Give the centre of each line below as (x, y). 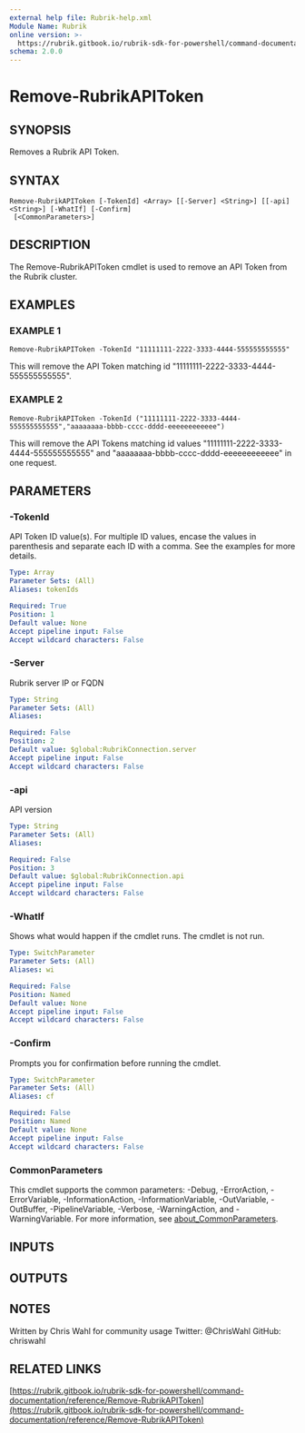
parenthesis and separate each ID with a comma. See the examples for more (152, 547)
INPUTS (32, 1247)
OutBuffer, (29, 1209)
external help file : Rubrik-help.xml (81, 18)
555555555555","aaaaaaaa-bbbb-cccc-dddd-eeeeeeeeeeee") (117, 426)
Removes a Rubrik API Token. (64, 152)
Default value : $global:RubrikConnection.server (103, 750)
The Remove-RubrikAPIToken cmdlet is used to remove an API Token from (148, 267)
